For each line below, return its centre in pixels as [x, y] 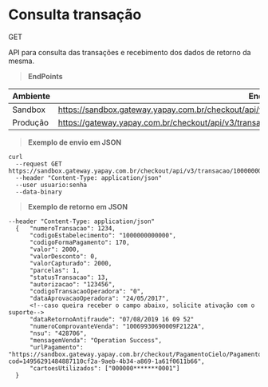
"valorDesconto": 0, [63, 256]
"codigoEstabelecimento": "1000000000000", [103, 235]
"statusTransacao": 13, [69, 277]
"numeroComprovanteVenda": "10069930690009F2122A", [117, 326]
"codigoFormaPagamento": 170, [79, 242]
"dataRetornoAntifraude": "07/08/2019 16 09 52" [112, 319]
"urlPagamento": [56, 347]
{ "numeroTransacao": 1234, [65, 228]
